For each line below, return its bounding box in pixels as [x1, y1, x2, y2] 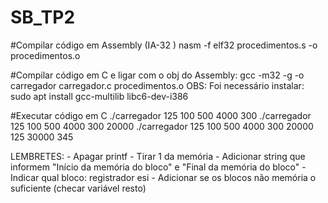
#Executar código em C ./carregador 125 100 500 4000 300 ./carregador [10, 109, 312, 121]
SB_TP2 [10, 6, 76, 29]
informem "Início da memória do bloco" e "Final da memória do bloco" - [10, 161, 307, 173]
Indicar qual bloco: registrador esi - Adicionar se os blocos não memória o [10, 171, 317, 183]
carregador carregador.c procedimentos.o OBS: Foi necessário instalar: [10, 79, 305, 91]
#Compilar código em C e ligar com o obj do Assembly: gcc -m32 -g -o [10, 69, 305, 81]
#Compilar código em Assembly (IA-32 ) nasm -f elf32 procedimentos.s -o [10, 39, 318, 51]
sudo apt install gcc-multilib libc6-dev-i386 [10, 90, 189, 102]
